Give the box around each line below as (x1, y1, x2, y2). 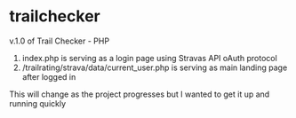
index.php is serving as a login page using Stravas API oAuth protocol (21, 52, 277, 63)
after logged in (21, 71, 76, 82)
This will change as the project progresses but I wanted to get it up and (9, 89, 270, 99)
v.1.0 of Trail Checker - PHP (9, 35, 109, 46)
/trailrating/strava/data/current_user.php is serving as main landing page (21, 62, 288, 73)
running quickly (9, 98, 67, 108)
